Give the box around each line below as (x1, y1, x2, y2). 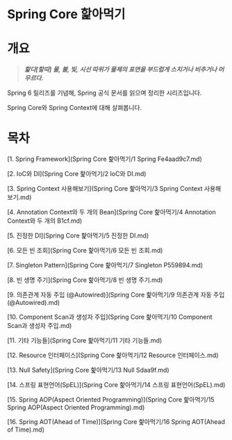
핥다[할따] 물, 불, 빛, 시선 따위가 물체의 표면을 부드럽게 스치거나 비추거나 (24, 65, 217, 74)
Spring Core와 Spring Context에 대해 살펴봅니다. (7, 104, 142, 112)
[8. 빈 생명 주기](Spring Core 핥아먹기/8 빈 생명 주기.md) (7, 276, 163, 284)
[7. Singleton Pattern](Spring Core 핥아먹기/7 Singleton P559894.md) (7, 261, 204, 269)
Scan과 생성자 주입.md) (7, 322, 72, 330)
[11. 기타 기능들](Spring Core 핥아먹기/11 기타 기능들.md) (7, 336, 163, 345)
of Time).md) (7, 425, 45, 434)
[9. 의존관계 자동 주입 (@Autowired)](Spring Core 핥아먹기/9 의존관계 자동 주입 (7, 290, 225, 299)
